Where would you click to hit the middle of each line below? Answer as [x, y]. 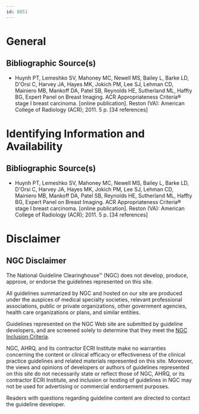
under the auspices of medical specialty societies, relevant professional [94, 299]
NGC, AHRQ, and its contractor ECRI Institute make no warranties [86, 348]
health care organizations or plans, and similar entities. [73, 312]
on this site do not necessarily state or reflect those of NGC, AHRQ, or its [95, 373]
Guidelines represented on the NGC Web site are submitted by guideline [94, 324]
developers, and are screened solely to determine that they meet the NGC [97, 330]
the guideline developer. [36, 404]
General [26, 41]
